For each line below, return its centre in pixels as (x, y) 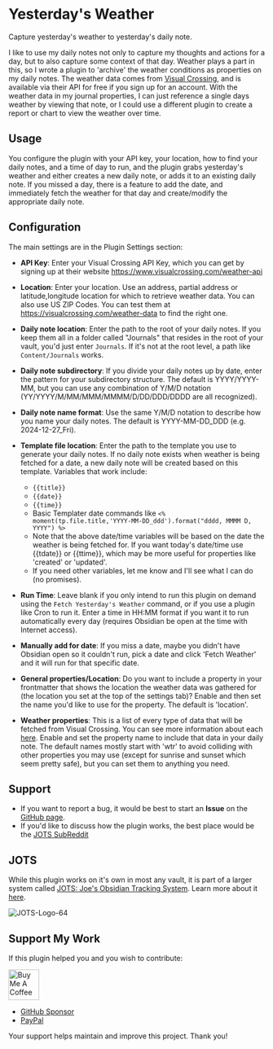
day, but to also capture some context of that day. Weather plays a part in (132, 61)
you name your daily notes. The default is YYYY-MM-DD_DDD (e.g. (133, 421)
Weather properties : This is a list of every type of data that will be (131, 720)
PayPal (32, 1020)
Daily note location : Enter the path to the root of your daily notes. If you (141, 329)
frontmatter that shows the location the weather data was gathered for (138, 687)
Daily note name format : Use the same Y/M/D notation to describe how (141, 412)
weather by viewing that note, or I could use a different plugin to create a (130, 104)
